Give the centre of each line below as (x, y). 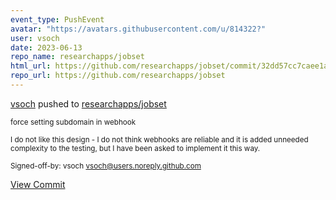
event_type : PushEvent (57, 19)
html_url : (31, 66)
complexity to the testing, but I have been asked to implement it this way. (135, 148)
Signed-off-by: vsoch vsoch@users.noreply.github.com (106, 166)
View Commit (38, 184)
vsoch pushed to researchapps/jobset (88, 103)
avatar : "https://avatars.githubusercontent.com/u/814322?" (138, 29)
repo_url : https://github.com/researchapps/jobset (118, 76)
